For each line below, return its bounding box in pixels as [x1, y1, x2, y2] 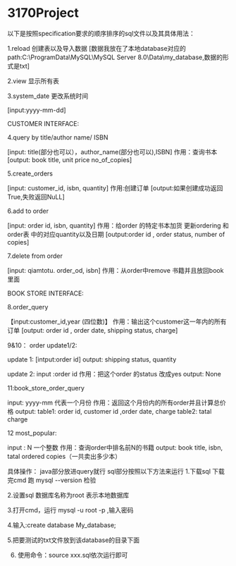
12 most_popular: [7, 429, 58, 437]
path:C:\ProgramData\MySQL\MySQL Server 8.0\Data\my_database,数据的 [7, 53, 223, 61]
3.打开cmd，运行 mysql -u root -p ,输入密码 [7, 505, 134, 514]
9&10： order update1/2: [7, 340, 77, 350]
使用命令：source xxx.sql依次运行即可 [17, 550, 128, 559]
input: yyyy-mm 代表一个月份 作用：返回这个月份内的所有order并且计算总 [7, 398, 221, 407]
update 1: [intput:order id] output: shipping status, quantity [7, 355, 177, 364]
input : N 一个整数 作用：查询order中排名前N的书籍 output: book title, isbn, [7, 443, 223, 452]
